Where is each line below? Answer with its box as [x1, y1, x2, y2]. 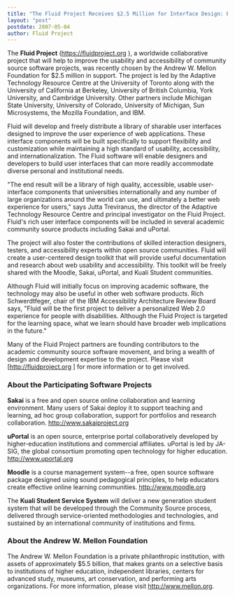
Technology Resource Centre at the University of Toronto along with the [7, 78, 215, 88]
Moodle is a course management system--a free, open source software [7, 467, 215, 476]
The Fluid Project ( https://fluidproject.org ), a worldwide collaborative [7, 49, 208, 57]
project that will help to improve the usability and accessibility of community [7, 57, 227, 65]
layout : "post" [7, 17, 52, 24]
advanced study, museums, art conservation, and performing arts [7, 574, 197, 582]
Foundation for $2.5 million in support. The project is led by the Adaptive [7, 71, 216, 80]
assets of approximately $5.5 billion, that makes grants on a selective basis [7, 559, 223, 568]
